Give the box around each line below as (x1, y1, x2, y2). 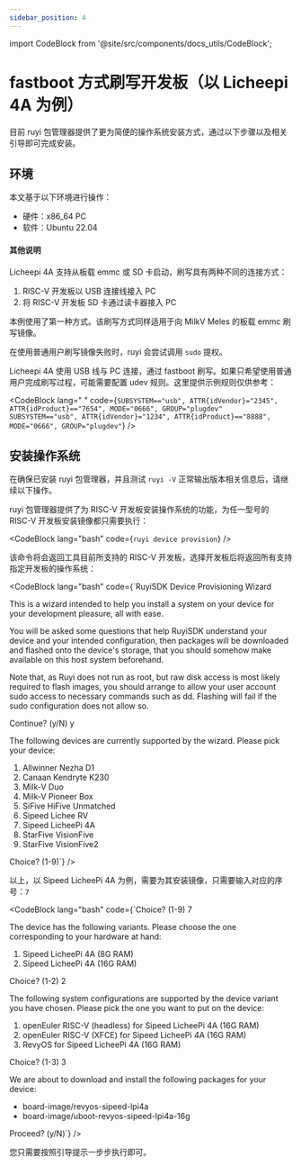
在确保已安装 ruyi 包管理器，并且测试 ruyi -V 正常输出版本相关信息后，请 (9, 474, 281, 484)
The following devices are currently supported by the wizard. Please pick (9, 736, 280, 746)
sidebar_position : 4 (9, 13, 87, 23)
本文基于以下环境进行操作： (9, 192, 112, 203)
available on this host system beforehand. (9, 655, 164, 665)
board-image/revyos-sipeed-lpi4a (22, 1101, 149, 1112)
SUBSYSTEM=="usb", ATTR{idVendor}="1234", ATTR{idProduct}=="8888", (9, 411, 271, 421)
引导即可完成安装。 (9, 137, 81, 149)
